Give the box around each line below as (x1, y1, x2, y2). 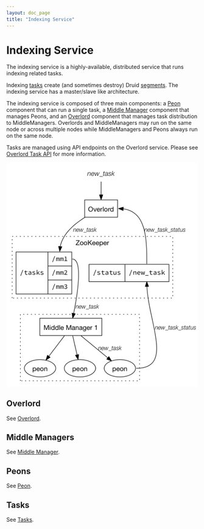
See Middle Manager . (6, 448, 60, 456)
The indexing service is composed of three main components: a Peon (6, 100, 181, 107)
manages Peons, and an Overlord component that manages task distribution (6, 113, 198, 120)
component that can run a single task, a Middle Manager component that (6, 107, 189, 114)
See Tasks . (6, 516, 34, 523)
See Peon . (6, 482, 32, 489)
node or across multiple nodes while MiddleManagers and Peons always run (6, 125, 198, 133)
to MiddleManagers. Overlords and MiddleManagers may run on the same (6, 119, 192, 127)
